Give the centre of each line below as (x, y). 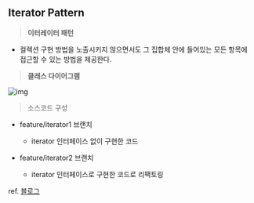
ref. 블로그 (24, 190)
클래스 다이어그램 (54, 76)
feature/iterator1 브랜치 (56, 124)
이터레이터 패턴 (51, 33)
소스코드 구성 (47, 107)
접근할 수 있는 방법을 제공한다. (65, 59)
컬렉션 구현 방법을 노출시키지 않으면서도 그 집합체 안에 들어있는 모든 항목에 (134, 49)
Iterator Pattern (46, 13)
